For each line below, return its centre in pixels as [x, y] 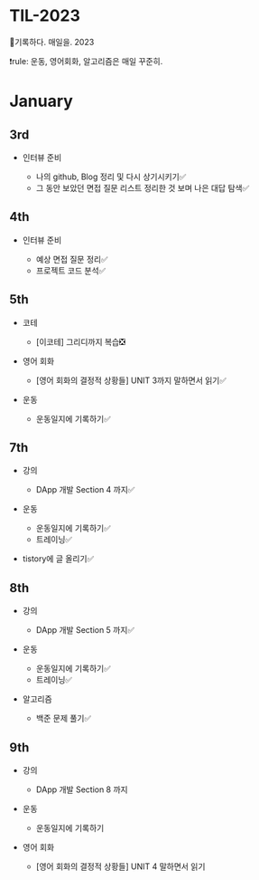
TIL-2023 [45, 16]
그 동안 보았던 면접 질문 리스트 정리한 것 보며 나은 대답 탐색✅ [143, 187]
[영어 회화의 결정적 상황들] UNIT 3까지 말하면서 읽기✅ [131, 380]
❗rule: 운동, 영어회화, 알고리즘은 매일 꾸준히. [86, 61]
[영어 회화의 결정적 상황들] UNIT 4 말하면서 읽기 [120, 866]
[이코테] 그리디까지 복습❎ [81, 341]
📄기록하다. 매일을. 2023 [52, 42]
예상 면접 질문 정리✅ [72, 259]
